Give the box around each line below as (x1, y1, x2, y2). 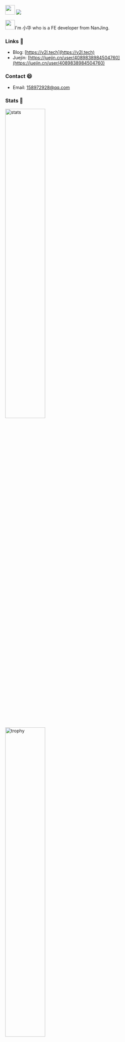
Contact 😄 (5, 73, 32, 80)
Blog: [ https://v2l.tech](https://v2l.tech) (12, 49, 95, 55)
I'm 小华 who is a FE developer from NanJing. (15, 25, 110, 30)
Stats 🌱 (5, 97, 23, 104)
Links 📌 (5, 38, 24, 45)
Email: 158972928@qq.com (12, 84, 70, 90)
